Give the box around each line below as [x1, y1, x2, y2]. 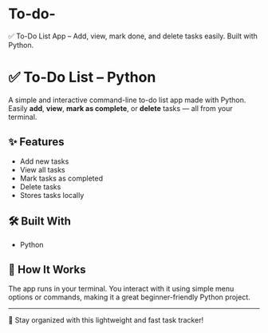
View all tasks [19, 165, 65, 174]
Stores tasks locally [19, 190, 85, 200]
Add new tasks [19, 157, 69, 166]
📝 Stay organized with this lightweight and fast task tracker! [8, 315, 204, 325]
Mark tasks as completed [19, 173, 104, 183]
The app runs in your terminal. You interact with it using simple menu [8, 284, 235, 294]
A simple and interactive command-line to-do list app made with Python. [8, 95, 246, 105]
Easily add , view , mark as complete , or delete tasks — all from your [8, 103, 233, 113]
